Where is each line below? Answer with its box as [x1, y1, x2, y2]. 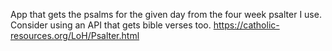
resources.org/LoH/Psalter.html [10, 30, 140, 41]
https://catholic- [213, 19, 280, 31]
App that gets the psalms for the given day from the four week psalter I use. [10, 9, 322, 20]
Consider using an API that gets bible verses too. [10, 19, 212, 31]
